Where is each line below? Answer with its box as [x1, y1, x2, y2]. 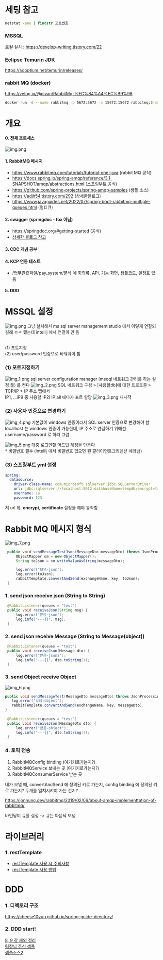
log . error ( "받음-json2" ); [16, 653, 66, 658]
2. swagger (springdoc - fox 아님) [5, 216, 73, 222]
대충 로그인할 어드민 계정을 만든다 [31, 442, 96, 448]
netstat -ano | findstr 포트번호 [5, 20, 69, 26]
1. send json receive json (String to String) [5, 592, 106, 599]
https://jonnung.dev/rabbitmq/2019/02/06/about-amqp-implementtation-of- [5, 797, 157, 803]
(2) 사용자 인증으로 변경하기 [5, 407, 66, 414]
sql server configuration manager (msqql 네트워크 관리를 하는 [31, 376, 151, 382]
